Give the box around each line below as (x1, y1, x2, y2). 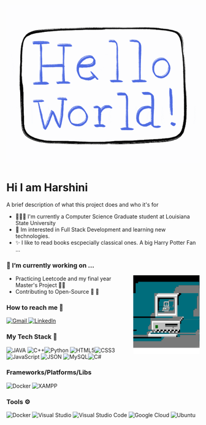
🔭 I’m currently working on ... (6, 261, 95, 269)
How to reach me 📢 (6, 303, 64, 312)
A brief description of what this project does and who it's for (6, 201, 159, 208)
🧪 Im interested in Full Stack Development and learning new (15, 226, 166, 233)
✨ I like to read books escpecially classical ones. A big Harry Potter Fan (15, 239, 196, 246)
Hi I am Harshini (6, 180, 88, 194)
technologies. (15, 232, 50, 240)
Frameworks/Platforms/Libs (6, 368, 92, 377)
